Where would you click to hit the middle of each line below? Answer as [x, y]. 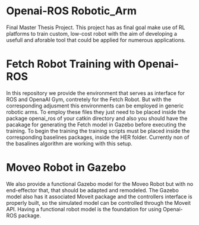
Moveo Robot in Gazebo [66, 168]
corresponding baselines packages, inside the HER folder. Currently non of [98, 137]
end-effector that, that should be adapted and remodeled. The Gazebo [93, 190]
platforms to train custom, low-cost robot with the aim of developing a [91, 33]
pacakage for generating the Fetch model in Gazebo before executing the [96, 124]
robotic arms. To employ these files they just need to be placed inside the [96, 112]
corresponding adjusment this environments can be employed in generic [95, 106]
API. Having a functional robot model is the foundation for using [84, 209]
